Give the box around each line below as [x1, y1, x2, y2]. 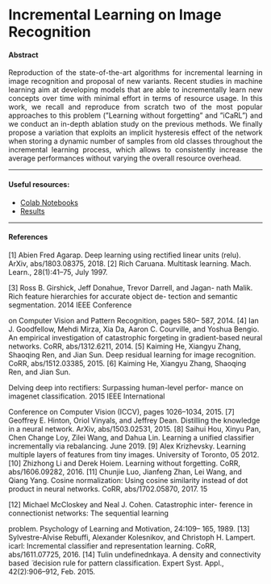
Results [19, 206, 45, 215]
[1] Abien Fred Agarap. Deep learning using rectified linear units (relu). [8, 250, 242, 260]
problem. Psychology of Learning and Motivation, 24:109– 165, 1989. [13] [8, 524, 250, 533]
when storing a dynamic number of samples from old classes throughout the [8, 136, 263, 146]
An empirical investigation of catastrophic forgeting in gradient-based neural [8, 332, 263, 342]
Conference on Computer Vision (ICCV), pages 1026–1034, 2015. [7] [8, 407, 236, 416]
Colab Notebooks [19, 198, 79, 207]
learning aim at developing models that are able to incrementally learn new [8, 85, 263, 94]
